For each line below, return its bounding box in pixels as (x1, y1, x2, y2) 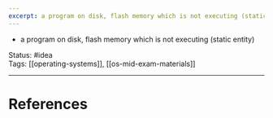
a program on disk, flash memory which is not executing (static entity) (19, 34, 255, 44)
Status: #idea (8, 50, 53, 59)
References (8, 94, 88, 113)
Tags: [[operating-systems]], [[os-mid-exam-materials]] (8, 59, 196, 68)
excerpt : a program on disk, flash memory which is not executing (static (8, 11, 267, 20)
